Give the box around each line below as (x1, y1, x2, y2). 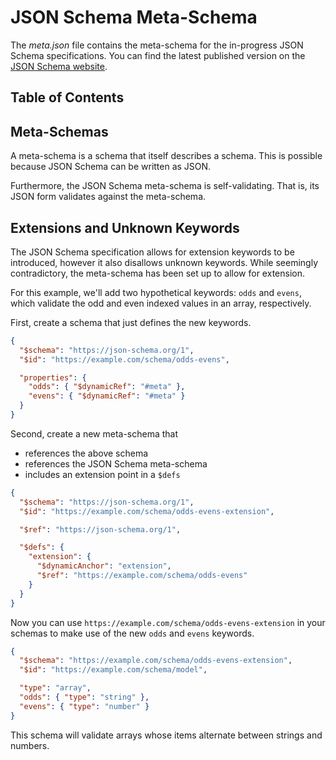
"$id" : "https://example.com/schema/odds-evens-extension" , (19, 506, 275, 516)
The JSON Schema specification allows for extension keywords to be (10, 246, 295, 258)
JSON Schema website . (10, 60, 108, 72)
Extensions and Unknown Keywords (10, 219, 240, 236)
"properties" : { (19, 372, 87, 383)
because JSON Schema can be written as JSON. (10, 161, 212, 173)
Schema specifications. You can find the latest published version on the (10, 49, 306, 61)
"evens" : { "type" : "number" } (19, 701, 150, 711)
